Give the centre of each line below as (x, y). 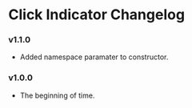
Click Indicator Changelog (97, 15)
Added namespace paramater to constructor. (94, 57)
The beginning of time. (57, 95)
